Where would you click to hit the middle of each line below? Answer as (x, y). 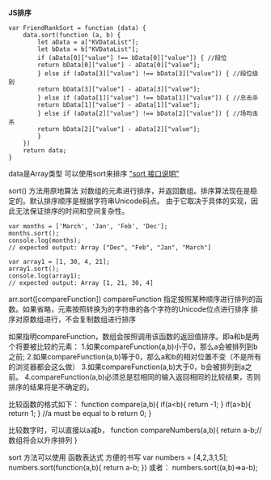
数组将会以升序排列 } (43, 440)
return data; (45, 151)
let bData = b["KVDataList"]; (88, 49)
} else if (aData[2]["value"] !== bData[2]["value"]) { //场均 (145, 113)
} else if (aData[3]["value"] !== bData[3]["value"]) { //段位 (145, 74)
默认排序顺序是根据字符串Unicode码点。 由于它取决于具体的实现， (140, 201)
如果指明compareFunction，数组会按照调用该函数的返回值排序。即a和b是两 (134, 336)
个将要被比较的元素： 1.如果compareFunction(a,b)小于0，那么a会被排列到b (133, 346)
